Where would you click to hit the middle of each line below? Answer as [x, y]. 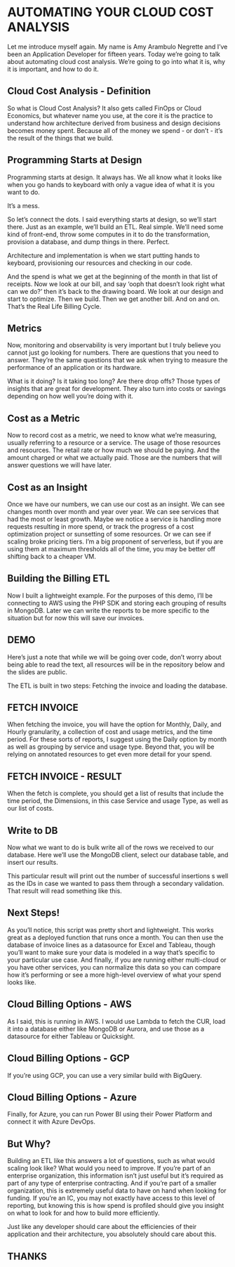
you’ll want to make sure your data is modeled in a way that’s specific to [111, 952]
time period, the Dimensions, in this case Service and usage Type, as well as [118, 801]
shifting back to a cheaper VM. [52, 557]
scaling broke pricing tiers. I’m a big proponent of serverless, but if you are [115, 541]
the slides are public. [38, 671]
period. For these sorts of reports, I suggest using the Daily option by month [117, 740]
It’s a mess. [23, 205]
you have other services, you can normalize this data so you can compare [114, 967]
